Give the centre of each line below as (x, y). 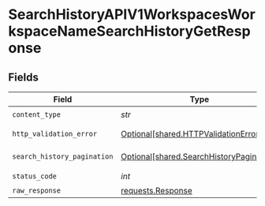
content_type (37, 114)
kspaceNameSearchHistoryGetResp (129, 31)
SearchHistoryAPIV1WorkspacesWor (132, 15)
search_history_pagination (63, 157)
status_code (35, 176)
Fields (24, 77)
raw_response (37, 191)
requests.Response (157, 191)
